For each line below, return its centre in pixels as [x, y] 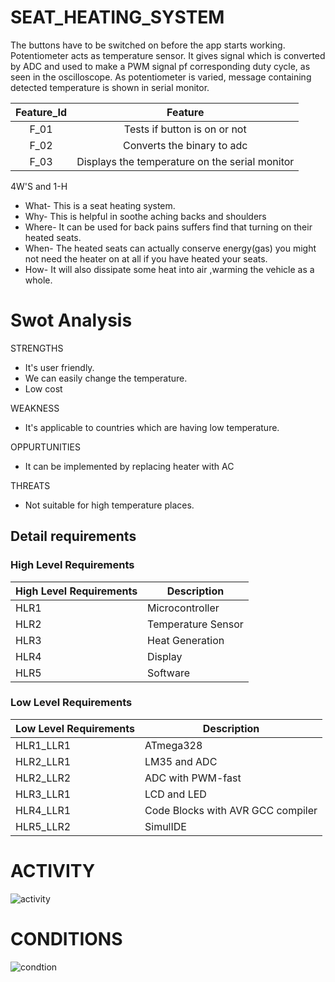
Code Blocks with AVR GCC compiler [231, 810]
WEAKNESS [35, 408]
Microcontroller [183, 608]
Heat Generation [186, 640]
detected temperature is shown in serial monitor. [110, 87]
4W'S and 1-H [39, 186]
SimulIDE [165, 826]
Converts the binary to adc [185, 145]
